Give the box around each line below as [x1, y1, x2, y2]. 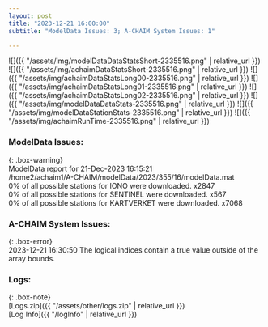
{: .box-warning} [8, 155, 63, 164]
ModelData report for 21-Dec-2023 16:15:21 [8, 163, 153, 173]
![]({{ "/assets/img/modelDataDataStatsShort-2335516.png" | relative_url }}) [8, 56, 261, 66]
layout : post [8, 11, 53, 20]
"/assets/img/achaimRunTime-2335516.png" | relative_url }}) [8, 117, 211, 126]
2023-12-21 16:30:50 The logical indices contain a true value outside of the [8, 244, 259, 255]
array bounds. [8, 253, 55, 263]
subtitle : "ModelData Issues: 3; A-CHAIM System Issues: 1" [8, 27, 216, 35]
